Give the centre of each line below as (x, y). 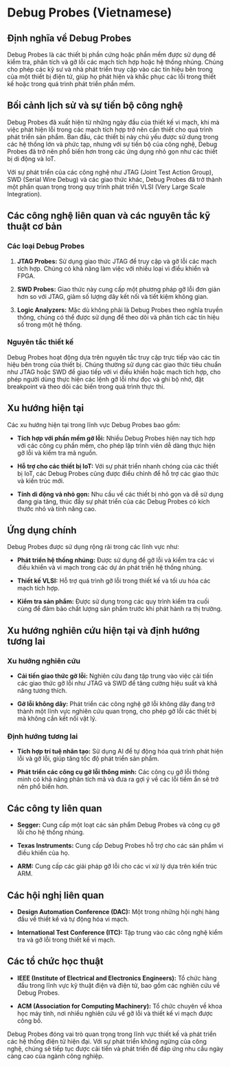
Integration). (25, 194)
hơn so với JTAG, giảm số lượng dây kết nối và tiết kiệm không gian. (113, 296)
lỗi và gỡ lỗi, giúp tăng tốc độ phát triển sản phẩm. (88, 758)
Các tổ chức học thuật (56, 961)
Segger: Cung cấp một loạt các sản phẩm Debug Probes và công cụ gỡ (118, 825)
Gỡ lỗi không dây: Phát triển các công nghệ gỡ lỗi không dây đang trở (116, 704)
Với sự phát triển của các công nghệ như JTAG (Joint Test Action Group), (111, 172)
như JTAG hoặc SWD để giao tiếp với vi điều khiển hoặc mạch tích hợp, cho (114, 372)
